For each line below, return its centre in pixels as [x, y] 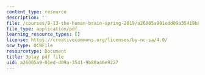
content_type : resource [37, 12]
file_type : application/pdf [42, 29]
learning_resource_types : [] [43, 34]
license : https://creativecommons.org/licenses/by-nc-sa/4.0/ [87, 40]
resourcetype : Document [37, 51]
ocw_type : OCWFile [30, 46]
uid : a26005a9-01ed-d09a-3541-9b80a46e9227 [63, 62]
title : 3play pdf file [35, 57]
